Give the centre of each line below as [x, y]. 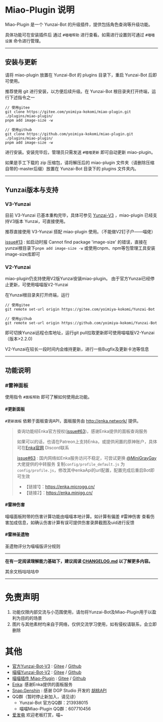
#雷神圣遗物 [17, 535]
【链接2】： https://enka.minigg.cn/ [58, 493]
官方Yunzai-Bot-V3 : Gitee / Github [47, 666]
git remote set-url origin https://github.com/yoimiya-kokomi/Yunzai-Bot [81, 323]
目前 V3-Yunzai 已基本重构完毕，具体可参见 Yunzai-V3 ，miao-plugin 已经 [79, 215]
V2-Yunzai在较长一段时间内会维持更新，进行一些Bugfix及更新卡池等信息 [77, 349]
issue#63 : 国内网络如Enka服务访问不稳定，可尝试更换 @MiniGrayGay [87, 458]
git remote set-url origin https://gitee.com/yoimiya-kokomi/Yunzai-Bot [80, 309]
